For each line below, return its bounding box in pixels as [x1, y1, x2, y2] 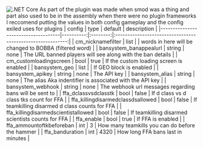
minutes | [6, 135, 30, 142]
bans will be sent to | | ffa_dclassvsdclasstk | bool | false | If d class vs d [6, 90, 187, 96]
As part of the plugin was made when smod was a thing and [39, 6, 190, 13]
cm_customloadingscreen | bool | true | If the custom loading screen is [6, 58, 183, 64]
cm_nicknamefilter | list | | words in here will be [75, 38, 193, 45]
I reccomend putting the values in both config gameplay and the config [6, 19, 184, 25]
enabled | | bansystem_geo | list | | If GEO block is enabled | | [6, 64, 159, 71]
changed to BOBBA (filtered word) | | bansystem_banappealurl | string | [6, 44, 185, 52]
